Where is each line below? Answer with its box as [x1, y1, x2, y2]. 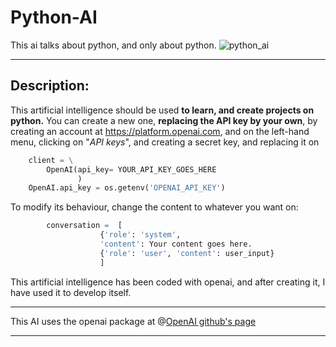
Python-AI [10, 6, 98, 29]
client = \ [28, 155, 74, 165]
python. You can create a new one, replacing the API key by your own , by [10, 114, 318, 126]
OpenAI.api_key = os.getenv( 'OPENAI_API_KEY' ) [28, 183, 226, 193]
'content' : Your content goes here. [99, 239, 253, 249]
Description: [10, 77, 90, 95]
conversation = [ [46, 221, 123, 231]
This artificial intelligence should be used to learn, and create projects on [10, 104, 315, 116]
